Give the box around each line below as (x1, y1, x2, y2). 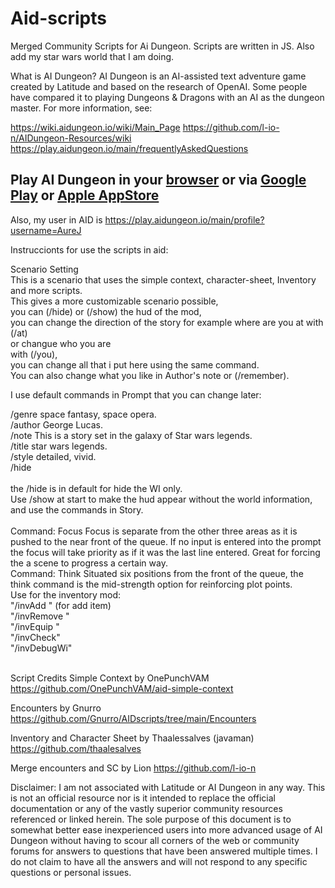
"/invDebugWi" (10, 642, 73, 654)
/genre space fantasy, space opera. (10, 408, 157, 420)
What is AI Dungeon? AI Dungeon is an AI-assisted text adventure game (10, 70, 307, 82)
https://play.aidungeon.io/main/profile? (104, 213, 265, 226)
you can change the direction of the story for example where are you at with (10, 316, 324, 328)
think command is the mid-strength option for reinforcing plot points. (10, 578, 293, 590)
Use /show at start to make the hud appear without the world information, (10, 493, 313, 505)
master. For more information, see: (10, 102, 153, 114)
